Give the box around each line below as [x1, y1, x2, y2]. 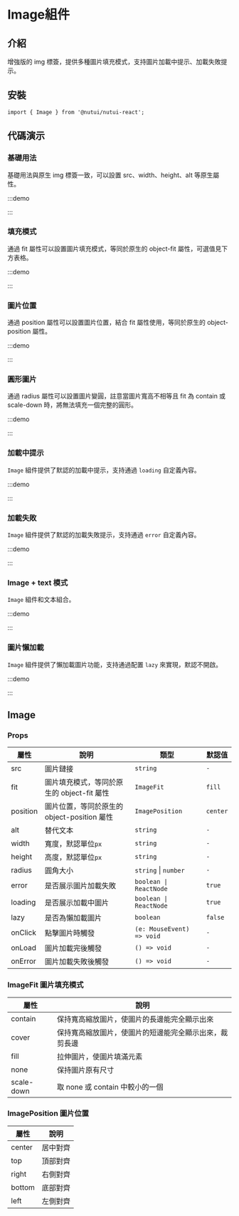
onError [11, 956, 37, 966]
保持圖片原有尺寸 [56, 1065, 115, 1075]
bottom [11, 1182, 36, 1192]
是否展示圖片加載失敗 [44, 881, 116, 891]
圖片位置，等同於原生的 [44, 801, 123, 811]
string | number [134, 865, 185, 875]
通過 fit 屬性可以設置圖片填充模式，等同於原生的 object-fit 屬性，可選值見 [7, 244, 222, 253]
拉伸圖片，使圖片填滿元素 [56, 1051, 143, 1061]
